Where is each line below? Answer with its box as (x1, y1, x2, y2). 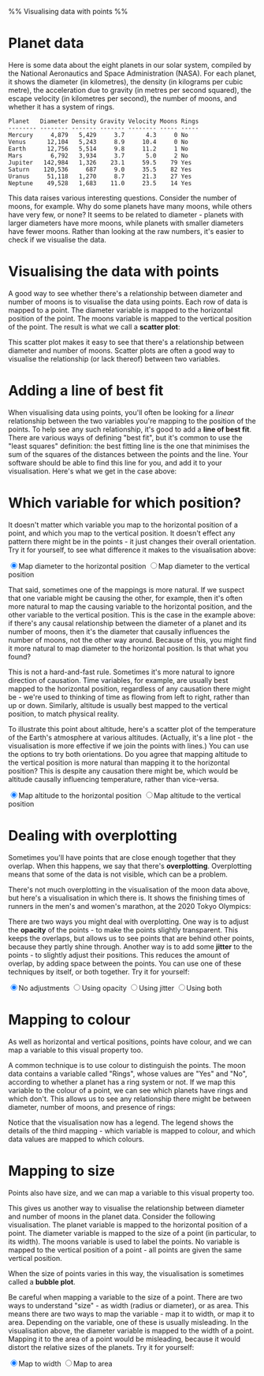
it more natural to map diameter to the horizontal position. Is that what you (8, 643, 248, 653)
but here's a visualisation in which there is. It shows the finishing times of (8, 893, 246, 903)
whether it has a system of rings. (8, 102, 115, 111)
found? (8, 651, 32, 661)
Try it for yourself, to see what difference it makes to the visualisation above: (8, 545, 256, 554)
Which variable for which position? (8, 494, 242, 511)
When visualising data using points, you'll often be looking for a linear (8, 407, 234, 417)
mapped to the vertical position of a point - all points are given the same (8, 1244, 242, 1255)
